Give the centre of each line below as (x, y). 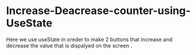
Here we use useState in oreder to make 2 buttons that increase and (89, 39)
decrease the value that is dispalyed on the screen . (69, 46)
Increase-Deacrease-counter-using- (99, 11)
